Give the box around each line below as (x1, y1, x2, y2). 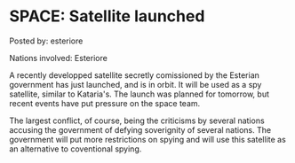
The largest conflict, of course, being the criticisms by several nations (9, 115, 265, 126)
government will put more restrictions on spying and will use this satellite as (9, 134, 286, 144)
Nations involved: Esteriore (9, 52, 108, 63)
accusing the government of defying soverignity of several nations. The (9, 124, 272, 135)
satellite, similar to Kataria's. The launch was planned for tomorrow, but (9, 89, 269, 99)
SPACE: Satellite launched (9, 6, 205, 27)
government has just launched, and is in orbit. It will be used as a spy (9, 79, 262, 89)
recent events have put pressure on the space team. (9, 97, 201, 108)
